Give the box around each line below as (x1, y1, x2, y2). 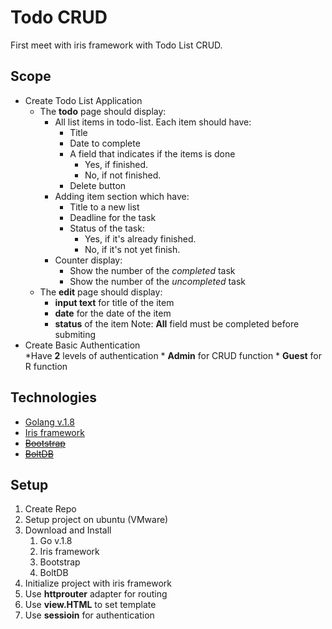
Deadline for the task (69, 211, 157, 223)
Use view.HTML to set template (24, 599, 157, 611)
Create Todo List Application (24, 94, 143, 106)
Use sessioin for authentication (24, 609, 155, 621)
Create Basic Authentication (24, 339, 141, 351)
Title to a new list (69, 201, 140, 213)
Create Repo (24, 503, 77, 515)
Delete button (69, 179, 127, 191)
